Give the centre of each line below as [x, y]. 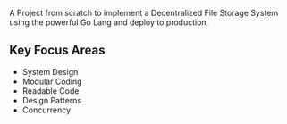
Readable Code [51, 91]
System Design [50, 71]
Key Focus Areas [57, 50]
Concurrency [46, 110]
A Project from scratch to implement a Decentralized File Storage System [144, 13]
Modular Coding [52, 81]
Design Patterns [52, 100]
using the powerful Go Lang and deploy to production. [109, 22]
